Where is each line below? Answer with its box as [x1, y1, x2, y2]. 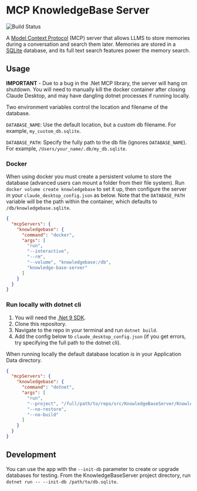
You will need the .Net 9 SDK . [14, 314, 86, 321]
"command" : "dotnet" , [21, 385, 75, 390]
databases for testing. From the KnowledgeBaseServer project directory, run [6, 472, 191, 479]
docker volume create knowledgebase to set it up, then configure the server [6, 186, 187, 193]
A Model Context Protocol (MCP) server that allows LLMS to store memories [6, 34, 191, 41]
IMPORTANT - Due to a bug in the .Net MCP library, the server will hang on [6, 79, 188, 86]
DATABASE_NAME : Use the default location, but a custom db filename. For [6, 121, 176, 128]
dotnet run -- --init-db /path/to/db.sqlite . [6, 477, 118, 485]
